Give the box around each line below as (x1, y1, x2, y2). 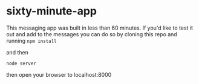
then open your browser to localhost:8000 (6, 71, 112, 78)
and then (6, 48, 28, 56)
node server (6, 60, 36, 66)
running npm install (6, 37, 57, 44)
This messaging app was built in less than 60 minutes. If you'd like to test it (6, 24, 194, 31)
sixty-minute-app (6, 4, 97, 18)
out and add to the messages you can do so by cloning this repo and (6, 30, 177, 37)
